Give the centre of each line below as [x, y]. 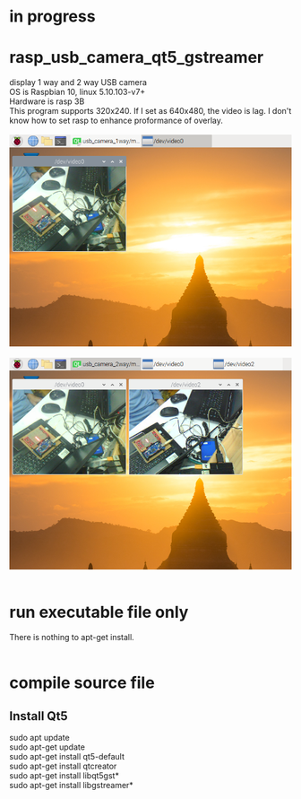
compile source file [82, 683]
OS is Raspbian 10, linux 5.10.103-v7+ [77, 92]
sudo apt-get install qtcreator [63, 766]
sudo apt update [39, 738]
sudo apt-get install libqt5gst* [64, 776]
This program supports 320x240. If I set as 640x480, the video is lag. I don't [150, 111]
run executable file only [99, 612]
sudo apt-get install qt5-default [67, 757]
